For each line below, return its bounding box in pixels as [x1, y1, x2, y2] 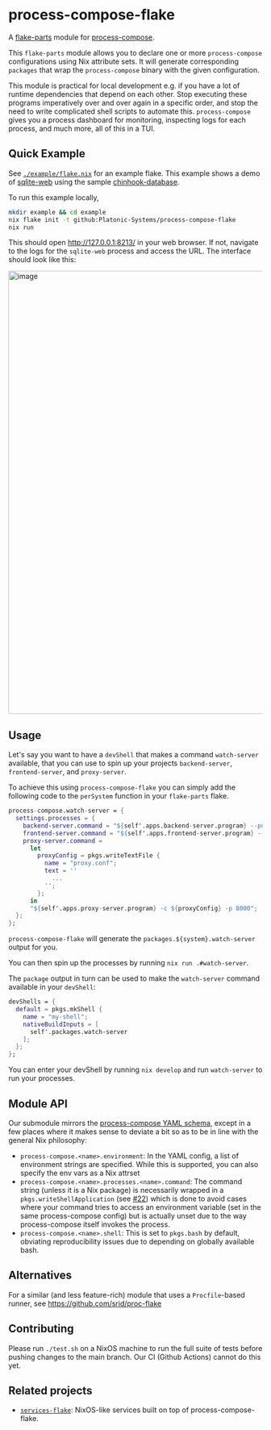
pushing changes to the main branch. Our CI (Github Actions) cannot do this [8, 1352, 261, 1361]
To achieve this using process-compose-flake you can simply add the [8, 782, 236, 792]
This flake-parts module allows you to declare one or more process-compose [8, 48, 262, 57]
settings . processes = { [15, 815, 95, 823]
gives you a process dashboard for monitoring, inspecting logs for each [8, 115, 246, 124]
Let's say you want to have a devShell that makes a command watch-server [8, 750, 260, 760]
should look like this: [8, 255, 77, 265]
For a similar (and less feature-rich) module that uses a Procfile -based [8, 1290, 246, 1299]
